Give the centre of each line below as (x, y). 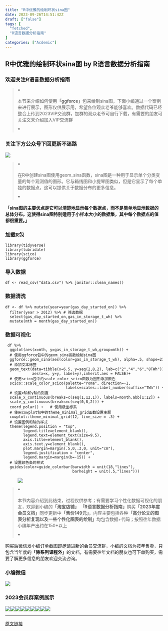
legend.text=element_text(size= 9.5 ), (62, 435)
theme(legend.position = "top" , (43, 426)
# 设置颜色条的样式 (27, 462)
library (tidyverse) (25, 246)
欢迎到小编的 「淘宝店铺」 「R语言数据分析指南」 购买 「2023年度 (93, 507)
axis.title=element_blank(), (53, 439)
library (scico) (21, 254)
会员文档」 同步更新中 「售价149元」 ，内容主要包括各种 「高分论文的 (86, 513)
